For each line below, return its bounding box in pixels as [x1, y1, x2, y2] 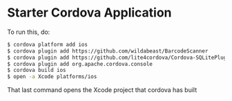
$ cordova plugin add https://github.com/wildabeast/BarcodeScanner [7, 47, 209, 55]
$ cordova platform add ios [7, 41, 88, 48]
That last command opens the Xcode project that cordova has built [7, 86, 197, 94]
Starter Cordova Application [7, 5, 172, 21]
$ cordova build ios [7, 67, 67, 74]
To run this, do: [7, 28, 50, 36]
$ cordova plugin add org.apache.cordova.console [7, 60, 153, 67]
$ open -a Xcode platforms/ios [7, 73, 97, 80]
